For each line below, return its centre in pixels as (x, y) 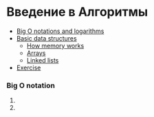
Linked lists (43, 60)
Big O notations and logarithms (60, 31)
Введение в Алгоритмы (77, 12)
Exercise (29, 67)
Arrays (36, 53)
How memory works (55, 45)
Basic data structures (46, 38)
